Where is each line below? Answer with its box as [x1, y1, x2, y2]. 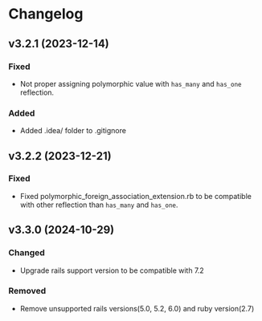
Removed [8, 286, 47, 297]
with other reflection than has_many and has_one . [19, 200, 178, 209]
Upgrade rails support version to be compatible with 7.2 [19, 266, 205, 275]
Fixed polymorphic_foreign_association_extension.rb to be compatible [19, 191, 252, 201]
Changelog [8, 5, 84, 23]
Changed [8, 247, 46, 258]
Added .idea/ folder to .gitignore [19, 126, 127, 136]
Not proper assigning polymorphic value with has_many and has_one [19, 79, 242, 88]
